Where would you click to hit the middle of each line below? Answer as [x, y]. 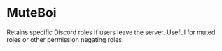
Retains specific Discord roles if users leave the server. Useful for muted [111, 32]
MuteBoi [32, 13]
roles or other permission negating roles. [65, 39]
